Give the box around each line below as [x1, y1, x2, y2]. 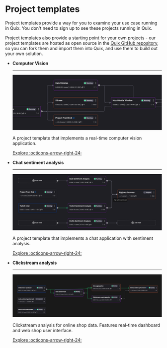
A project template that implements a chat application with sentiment [12, 235, 153, 241]
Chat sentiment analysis [12, 160, 64, 166]
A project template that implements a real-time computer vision [12, 135, 142, 141]
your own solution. [5, 51, 43, 57]
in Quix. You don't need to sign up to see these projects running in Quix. [5, 25, 153, 31]
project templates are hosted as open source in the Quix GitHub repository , [5, 40, 159, 46]
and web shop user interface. [12, 328, 73, 334]
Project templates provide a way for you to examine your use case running [5, 20, 158, 26]
